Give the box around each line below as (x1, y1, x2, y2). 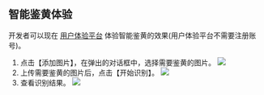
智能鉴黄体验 (8, 7, 73, 22)
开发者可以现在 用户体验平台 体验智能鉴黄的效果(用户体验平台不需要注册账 (8, 31, 257, 40)
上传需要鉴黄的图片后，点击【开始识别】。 (19, 68, 160, 77)
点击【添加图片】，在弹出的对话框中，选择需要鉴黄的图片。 (19, 57, 216, 67)
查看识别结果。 (19, 77, 70, 87)
